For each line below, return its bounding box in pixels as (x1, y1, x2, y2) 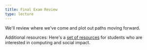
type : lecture (5, 12, 34, 17)
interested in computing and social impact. (5, 39, 91, 45)
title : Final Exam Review (5, 7, 57, 12)
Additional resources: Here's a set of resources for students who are (5, 34, 143, 40)
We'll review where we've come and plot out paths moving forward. (5, 25, 140, 31)
